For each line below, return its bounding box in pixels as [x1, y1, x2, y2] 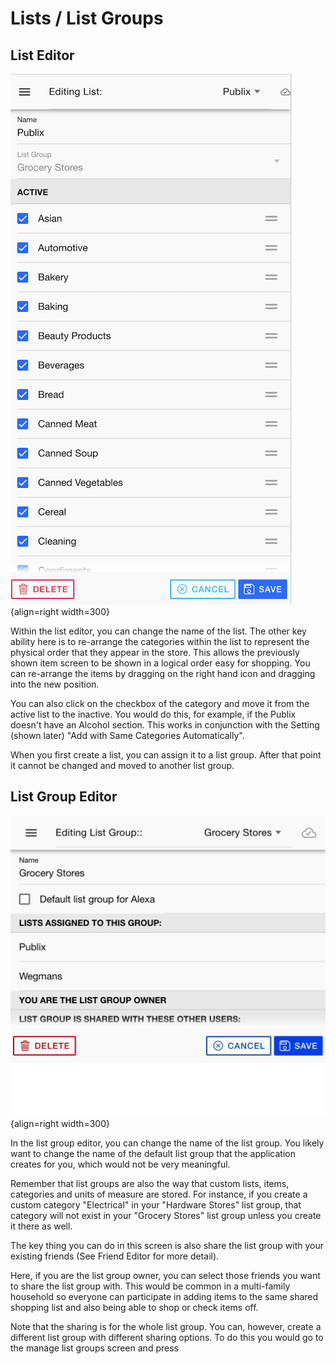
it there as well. [10, 1220, 73, 1232]
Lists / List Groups [10, 7, 164, 30]
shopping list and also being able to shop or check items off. [10, 1302, 259, 1314]
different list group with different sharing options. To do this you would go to [10, 1332, 324, 1344]
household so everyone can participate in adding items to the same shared [10, 1291, 319, 1303]
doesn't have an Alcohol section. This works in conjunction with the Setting [10, 719, 320, 731]
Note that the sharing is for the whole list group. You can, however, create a [10, 1321, 322, 1333]
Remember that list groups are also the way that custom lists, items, [10, 1178, 290, 1190]
